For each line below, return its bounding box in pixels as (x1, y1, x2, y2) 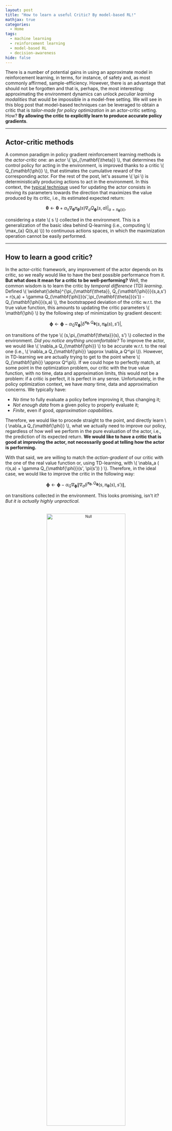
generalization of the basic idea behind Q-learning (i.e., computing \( (5, 222, 150, 229)
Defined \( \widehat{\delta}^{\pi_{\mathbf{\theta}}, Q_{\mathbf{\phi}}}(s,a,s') (5, 288, 166, 295)
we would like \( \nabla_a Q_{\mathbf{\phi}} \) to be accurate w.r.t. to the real (5, 343, 167, 349)
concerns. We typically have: (5, 386, 67, 393)
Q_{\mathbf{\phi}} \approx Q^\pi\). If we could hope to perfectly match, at (5, 359, 160, 365)
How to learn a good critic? (5, 253, 93, 261)
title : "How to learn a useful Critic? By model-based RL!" (5, 12, 137, 17)
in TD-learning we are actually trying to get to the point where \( (5, 354, 140, 360)
